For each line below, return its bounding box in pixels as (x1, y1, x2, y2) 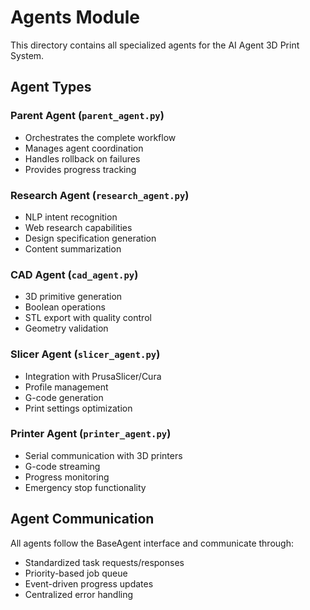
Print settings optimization (24, 402, 133, 414)
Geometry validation (24, 322, 109, 335)
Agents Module (10, 6, 141, 29)
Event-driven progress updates (24, 577, 154, 590)
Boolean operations (24, 301, 106, 313)
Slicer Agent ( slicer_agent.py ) (10, 347, 161, 361)
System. (10, 49, 45, 61)
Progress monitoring (24, 471, 110, 483)
